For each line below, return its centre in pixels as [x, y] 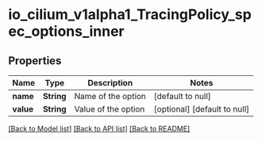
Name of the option [110, 96]
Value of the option [110, 109]
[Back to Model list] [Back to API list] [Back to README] [99, 129]
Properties [35, 61]
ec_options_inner [66, 31]
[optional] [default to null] [202, 109]
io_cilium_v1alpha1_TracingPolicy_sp [130, 15]
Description [110, 83]
